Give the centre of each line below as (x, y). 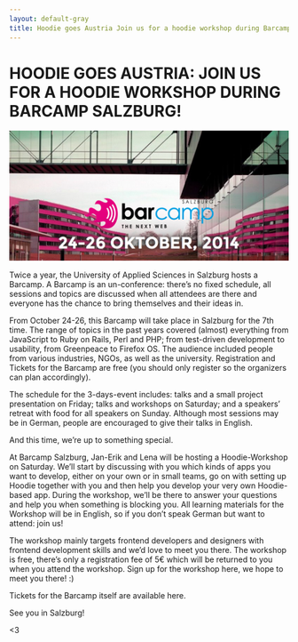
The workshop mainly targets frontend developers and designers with (137, 540)
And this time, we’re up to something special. (91, 439)
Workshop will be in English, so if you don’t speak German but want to (137, 514)
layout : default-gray (49, 19)
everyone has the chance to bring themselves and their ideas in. (126, 303)
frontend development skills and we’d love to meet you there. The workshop (148, 550)
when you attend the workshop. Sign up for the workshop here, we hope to (146, 568)
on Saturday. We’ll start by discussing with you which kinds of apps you (140, 466)
